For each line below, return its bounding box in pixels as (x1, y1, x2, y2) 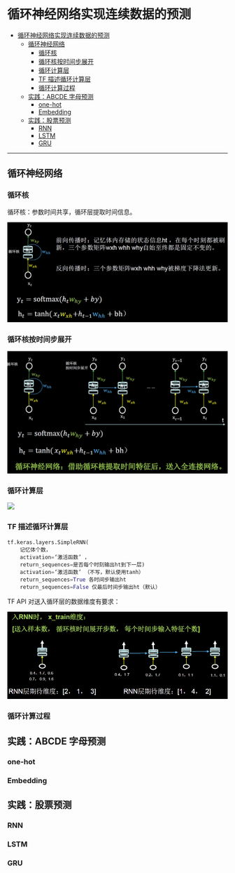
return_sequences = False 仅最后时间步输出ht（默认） (20, 583, 161, 590)
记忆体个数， (20, 547, 51, 554)
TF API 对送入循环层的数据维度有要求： (7, 597, 120, 606)
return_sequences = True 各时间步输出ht (20, 576, 127, 583)
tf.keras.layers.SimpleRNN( (7, 539, 90, 546)
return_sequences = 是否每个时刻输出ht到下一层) (20, 561, 145, 568)
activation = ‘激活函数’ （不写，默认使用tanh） (20, 568, 145, 575)
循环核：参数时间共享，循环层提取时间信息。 (7, 208, 136, 216)
